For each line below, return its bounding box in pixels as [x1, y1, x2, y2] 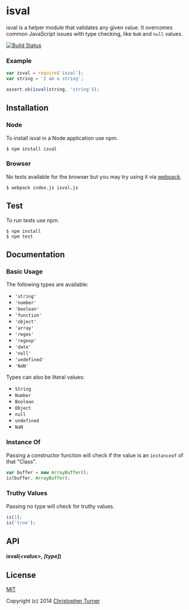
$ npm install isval [6, 146, 58, 152]
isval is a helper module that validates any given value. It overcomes [6, 24, 173, 31]
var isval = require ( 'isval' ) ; [6, 70, 84, 76]
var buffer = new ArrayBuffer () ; [6, 469, 89, 475]
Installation [6, 103, 49, 113]
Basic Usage [6, 267, 43, 275]
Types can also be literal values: [6, 374, 85, 381]
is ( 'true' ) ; [6, 519, 36, 525]
